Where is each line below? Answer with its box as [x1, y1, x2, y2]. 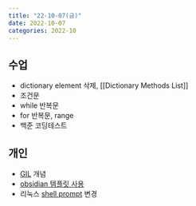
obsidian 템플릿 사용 [19, 179, 84, 188]
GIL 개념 [19, 169, 46, 178]
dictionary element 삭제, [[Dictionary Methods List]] [19, 81, 189, 90]
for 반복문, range [19, 111, 74, 121]
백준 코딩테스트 [19, 121, 68, 130]
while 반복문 [19, 101, 60, 110]
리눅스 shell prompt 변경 [19, 189, 98, 198]
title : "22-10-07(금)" [8, 11, 82, 20]
